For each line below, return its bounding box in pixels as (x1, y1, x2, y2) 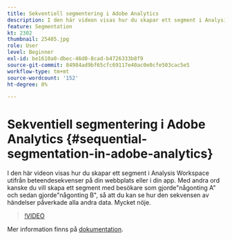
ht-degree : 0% (7, 81, 48, 88)
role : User (7, 42, 39, 49)
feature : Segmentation (7, 23, 72, 30)
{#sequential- (66, 131, 148, 147)
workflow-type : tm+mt (7, 68, 70, 75)
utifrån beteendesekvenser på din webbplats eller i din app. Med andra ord (7, 176, 220, 185)
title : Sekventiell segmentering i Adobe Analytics (7, 10, 159, 17)
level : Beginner (7, 49, 54, 56)
